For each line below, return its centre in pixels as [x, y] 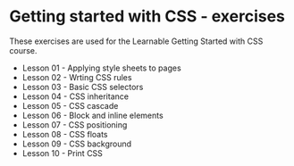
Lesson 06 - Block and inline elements [92, 115]
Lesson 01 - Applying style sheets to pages [101, 68]
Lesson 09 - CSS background [77, 144]
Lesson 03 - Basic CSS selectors [83, 87]
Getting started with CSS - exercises [147, 17]
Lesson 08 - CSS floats [65, 134]
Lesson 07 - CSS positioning [75, 124]
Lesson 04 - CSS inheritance [76, 96]
